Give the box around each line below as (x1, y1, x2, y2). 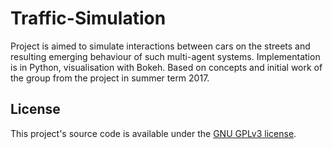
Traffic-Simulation (10, 7, 167, 30)
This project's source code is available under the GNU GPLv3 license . (10, 127, 297, 139)
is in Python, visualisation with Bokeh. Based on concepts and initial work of (10, 61, 323, 73)
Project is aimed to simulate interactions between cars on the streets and (10, 40, 311, 52)
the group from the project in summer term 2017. (10, 72, 210, 84)
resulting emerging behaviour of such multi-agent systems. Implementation (10, 50, 321, 62)
